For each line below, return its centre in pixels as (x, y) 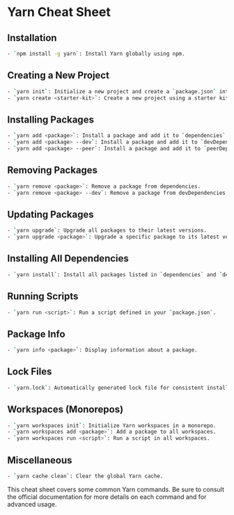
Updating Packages (50, 214)
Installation (32, 38)
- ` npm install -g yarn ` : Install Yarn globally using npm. (96, 54)
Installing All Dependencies (68, 259)
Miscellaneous (40, 460)
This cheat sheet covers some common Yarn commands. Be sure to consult (116, 489)
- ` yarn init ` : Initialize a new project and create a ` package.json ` (112, 91)
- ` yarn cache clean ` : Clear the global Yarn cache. (85, 476)
